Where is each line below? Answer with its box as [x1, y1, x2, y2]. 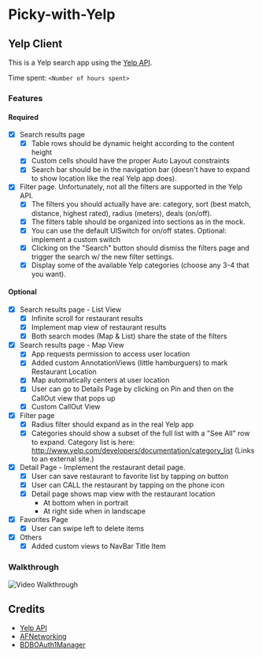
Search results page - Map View [19, 341, 124, 350]
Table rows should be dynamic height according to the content [31, 139, 234, 148]
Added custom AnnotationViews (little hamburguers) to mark [31, 358, 228, 368]
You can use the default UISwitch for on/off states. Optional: [31, 226, 227, 235]
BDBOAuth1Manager [19, 640, 87, 650]
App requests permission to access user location [31, 349, 190, 359]
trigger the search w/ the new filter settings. [31, 252, 175, 261]
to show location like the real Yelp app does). [31, 174, 177, 183]
